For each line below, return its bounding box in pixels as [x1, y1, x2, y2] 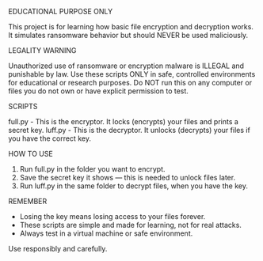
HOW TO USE [8, 149, 53, 158]
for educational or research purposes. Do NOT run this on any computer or [8, 78, 252, 87]
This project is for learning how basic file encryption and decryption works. [8, 22, 253, 31]
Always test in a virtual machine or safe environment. [19, 229, 193, 238]
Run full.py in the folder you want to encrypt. [19, 165, 166, 173]
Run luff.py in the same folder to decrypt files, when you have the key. [19, 181, 248, 191]
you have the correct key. [8, 134, 91, 143]
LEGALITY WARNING [8, 46, 77, 55]
